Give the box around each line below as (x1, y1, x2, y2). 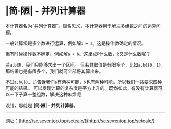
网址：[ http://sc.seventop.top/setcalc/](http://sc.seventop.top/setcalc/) (5, 118, 155, 124)
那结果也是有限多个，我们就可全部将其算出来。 (5, 68, 103, 74)
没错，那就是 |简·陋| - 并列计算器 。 (5, 102, 78, 108)
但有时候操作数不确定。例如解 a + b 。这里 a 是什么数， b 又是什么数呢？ (5, 51, 151, 57)
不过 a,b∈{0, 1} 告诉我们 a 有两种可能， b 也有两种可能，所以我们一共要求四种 (5, 79, 162, 85)
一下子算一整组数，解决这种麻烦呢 (9, 91, 81, 98)
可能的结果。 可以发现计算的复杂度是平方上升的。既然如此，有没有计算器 (5, 85, 158, 91)
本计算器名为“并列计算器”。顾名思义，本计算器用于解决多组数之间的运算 (5, 23, 157, 29)
